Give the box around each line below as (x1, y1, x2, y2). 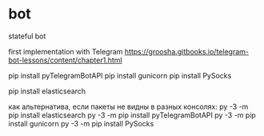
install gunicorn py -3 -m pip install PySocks (8, 118, 154, 128)
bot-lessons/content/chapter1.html (8, 55, 122, 65)
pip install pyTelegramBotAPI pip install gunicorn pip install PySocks (8, 70, 232, 80)
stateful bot (8, 31, 46, 41)
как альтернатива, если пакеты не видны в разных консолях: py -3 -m (8, 102, 249, 111)
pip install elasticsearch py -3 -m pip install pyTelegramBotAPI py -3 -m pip (8, 110, 256, 120)
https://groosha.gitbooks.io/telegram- (124, 46, 250, 56)
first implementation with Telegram (8, 46, 123, 56)
